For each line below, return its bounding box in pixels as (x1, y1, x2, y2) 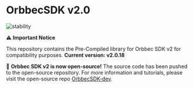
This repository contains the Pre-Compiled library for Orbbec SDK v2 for (6, 45, 181, 52)
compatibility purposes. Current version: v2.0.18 (6, 51, 125, 58)
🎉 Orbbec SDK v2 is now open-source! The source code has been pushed (6, 62, 188, 70)
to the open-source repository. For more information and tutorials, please (6, 69, 183, 76)
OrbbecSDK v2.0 (6, 3, 91, 17)
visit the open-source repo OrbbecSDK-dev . (6, 75, 113, 82)
